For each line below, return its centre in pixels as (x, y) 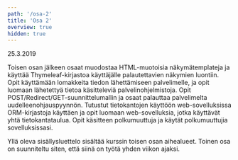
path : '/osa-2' (30, 14)
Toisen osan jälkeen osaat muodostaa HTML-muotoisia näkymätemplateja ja (119, 67)
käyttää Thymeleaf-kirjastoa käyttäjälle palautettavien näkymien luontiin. (113, 75)
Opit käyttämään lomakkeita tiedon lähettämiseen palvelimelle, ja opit (108, 83)
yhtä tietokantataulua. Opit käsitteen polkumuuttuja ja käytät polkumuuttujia (118, 120)
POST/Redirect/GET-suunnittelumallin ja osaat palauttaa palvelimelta (107, 98)
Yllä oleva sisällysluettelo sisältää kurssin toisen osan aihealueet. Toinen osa (119, 142)
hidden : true (27, 34)
